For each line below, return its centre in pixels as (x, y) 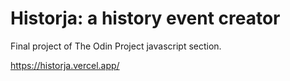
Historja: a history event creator (145, 18)
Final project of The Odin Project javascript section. (116, 46)
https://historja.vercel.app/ (65, 65)
